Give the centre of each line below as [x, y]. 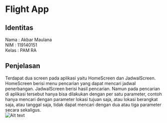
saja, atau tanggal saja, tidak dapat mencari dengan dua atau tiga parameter [83, 104]
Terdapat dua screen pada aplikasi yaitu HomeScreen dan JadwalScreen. [81, 78]
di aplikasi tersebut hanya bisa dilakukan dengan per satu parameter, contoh [83, 94]
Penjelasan [23, 66]
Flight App [27, 9]
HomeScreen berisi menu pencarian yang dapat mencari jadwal [71, 83]
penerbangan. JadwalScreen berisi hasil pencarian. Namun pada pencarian [83, 88]
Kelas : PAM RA [21, 50]
